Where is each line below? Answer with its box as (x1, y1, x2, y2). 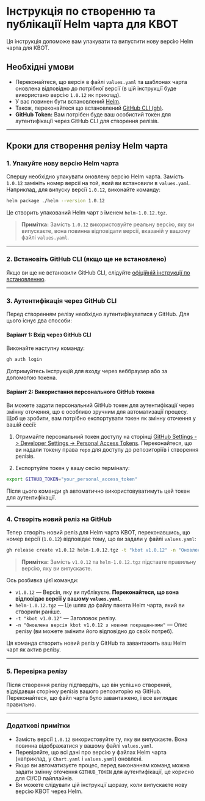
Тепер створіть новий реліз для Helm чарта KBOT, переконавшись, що (6, 529, 190, 536)
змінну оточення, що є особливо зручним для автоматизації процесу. (6, 408, 189, 416)
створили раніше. (15, 608, 62, 615)
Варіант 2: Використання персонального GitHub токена (6, 388, 155, 395)
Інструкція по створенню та (6, 4, 156, 18)
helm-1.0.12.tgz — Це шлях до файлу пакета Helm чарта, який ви (15, 602, 185, 609)
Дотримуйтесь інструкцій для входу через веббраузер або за (6, 367, 168, 374)
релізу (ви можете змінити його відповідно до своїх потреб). (15, 628, 174, 635)
